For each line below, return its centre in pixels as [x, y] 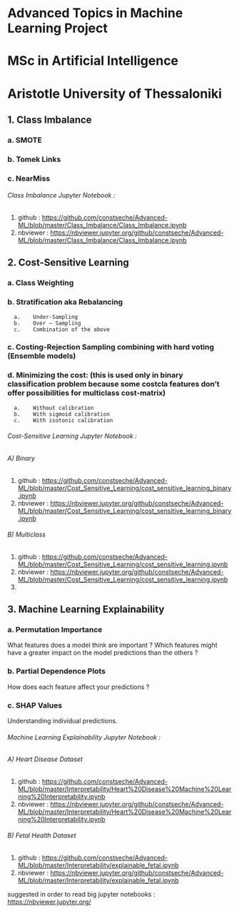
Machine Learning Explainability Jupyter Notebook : [84, 737]
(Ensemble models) [42, 356]
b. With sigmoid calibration [62, 414]
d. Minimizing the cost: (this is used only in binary [95, 375]
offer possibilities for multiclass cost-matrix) [87, 393]
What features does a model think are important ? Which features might [112, 645]
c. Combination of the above [62, 330]
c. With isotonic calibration [63, 420]
